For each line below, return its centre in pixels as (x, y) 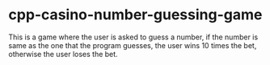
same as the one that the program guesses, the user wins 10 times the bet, (133, 45)
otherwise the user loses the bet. (63, 54)
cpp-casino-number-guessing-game (135, 15)
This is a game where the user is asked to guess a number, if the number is (133, 37)
